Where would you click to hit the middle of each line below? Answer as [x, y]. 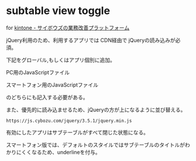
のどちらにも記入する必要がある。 [47, 97]
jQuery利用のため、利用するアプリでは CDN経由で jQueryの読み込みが [91, 40]
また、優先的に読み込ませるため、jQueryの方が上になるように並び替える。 [96, 109]
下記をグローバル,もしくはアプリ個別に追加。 [61, 60]
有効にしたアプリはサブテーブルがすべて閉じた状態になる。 [78, 132]
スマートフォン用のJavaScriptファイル [52, 85]
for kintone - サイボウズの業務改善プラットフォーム [68, 28]
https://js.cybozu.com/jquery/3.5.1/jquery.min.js [69, 121]
